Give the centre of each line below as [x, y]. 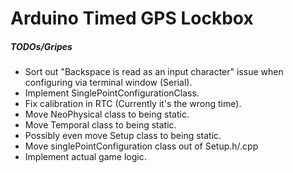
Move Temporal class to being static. [100, 125]
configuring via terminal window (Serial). [108, 83]
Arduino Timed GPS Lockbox [132, 18]
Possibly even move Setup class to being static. [123, 136]
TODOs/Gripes [41, 46]
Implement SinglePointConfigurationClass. [112, 93]
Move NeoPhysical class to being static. [107, 114]
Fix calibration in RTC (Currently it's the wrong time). [133, 104]
